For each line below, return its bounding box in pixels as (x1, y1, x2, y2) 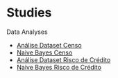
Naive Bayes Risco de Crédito (16, 63, 102, 71)
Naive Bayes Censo (16, 48, 73, 57)
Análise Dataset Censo (16, 41, 82, 49)
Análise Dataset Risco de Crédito (16, 55, 111, 64)
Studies (6, 5, 52, 21)
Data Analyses (6, 28, 48, 36)
